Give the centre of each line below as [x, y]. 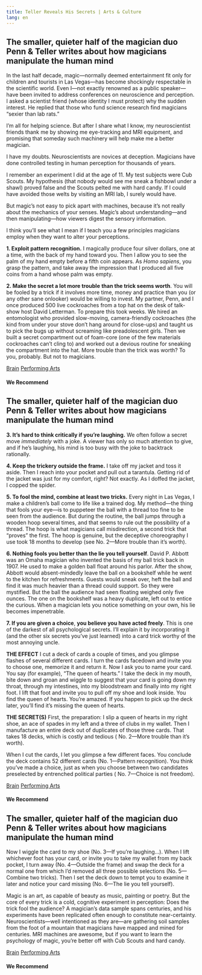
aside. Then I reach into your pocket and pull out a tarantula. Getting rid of [98, 472]
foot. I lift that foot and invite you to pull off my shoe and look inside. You [96, 693]
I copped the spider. [31, 485]
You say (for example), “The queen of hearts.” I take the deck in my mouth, [99, 673]
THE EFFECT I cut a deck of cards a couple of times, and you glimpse [93, 654]
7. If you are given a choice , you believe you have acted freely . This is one [100, 623]
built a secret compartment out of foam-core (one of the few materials [93, 337]
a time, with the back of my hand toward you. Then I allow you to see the [96, 255]
